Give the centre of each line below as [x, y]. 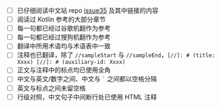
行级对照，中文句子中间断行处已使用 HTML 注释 [87, 97]
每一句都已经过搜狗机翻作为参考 [64, 37]
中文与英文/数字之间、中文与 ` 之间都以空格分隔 [87, 79]
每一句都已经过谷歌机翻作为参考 [64, 28]
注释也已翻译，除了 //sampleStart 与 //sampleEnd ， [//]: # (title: [116, 55]
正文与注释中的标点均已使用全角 [64, 70]
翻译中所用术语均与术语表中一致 [64, 46]
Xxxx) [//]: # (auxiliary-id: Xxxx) [71, 63]
